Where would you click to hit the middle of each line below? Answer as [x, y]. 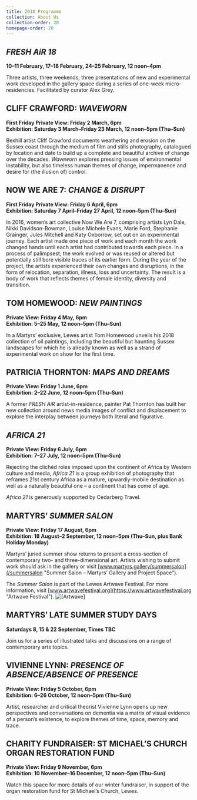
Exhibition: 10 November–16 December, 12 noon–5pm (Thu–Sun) [86, 773]
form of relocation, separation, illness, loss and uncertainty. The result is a [96, 272]
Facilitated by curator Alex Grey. [76, 90]
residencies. [21, 90]
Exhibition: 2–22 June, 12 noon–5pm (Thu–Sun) [65, 393]
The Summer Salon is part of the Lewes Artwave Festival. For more [87, 584]
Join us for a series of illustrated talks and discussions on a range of [89, 640]
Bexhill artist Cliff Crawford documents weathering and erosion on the [91, 140]
